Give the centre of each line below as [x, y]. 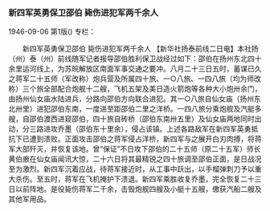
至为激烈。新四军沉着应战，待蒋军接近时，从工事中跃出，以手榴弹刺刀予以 [131, 169]
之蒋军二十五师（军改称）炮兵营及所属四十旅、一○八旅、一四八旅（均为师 [131, 79]
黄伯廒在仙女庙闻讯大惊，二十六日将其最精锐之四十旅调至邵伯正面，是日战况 [135, 159]
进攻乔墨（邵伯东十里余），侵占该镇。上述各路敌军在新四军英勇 [147, 129]
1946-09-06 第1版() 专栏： [52, 32]
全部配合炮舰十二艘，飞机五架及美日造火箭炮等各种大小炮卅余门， [152, 89]
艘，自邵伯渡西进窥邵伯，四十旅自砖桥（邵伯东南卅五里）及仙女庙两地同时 [131, 119]
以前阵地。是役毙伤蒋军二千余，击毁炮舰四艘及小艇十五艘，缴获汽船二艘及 [138, 189]
